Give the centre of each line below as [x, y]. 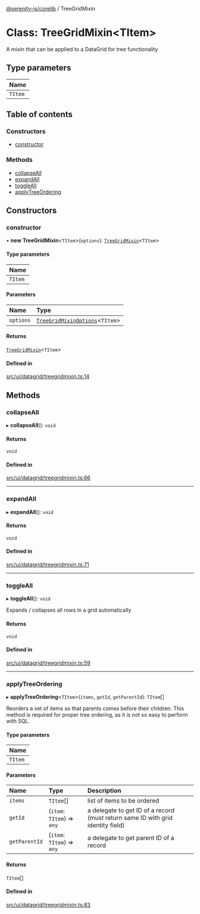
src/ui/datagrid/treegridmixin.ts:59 [48, 663]
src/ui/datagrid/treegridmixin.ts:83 [49, 904]
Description [104, 791]
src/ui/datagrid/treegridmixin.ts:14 [48, 377]
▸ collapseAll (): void [31, 425]
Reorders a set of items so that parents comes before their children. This [95, 708]
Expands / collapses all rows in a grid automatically [69, 610]
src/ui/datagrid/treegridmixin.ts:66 [49, 478]
